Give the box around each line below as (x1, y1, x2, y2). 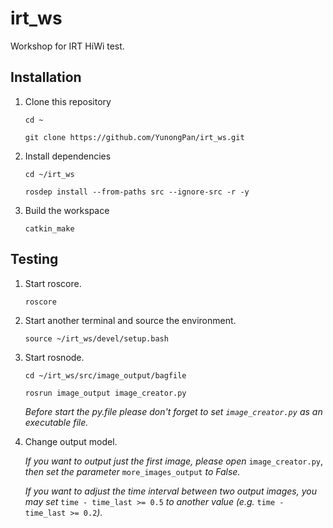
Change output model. (24, 435, 118, 447)
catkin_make (24, 223, 75, 234)
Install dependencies (24, 150, 112, 162)
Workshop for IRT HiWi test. (10, 40, 125, 52)
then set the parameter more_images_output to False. (24, 465, 241, 477)
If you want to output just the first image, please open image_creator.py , (24, 455, 323, 467)
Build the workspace (24, 204, 110, 216)
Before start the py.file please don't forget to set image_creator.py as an (24, 405, 323, 417)
